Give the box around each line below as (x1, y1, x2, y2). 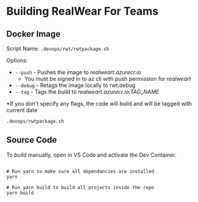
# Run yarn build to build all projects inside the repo (6, 184, 155, 190)
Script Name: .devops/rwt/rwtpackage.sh (6, 45, 109, 52)
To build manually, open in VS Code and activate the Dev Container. (6, 151, 177, 159)
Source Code (6, 135, 57, 145)
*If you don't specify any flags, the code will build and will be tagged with (6, 100, 193, 107)
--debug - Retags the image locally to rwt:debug (15, 81, 136, 89)
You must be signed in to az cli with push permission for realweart (24, 75, 191, 82)
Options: (6, 57, 28, 64)
